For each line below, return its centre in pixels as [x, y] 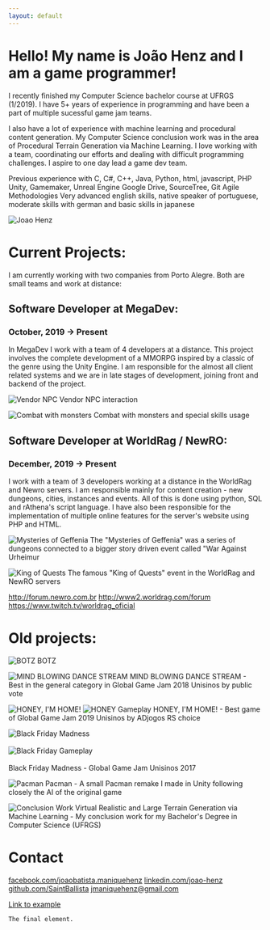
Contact [36, 857]
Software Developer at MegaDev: [93, 309]
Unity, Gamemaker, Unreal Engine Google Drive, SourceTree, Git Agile [124, 187]
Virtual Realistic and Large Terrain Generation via [156, 807]
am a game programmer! [93, 73]
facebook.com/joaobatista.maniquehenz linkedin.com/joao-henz [116, 880]
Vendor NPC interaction [99, 399]
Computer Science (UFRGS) [55, 825]
